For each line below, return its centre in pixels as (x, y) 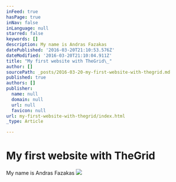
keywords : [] (22, 39)
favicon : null (29, 110)
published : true (26, 77)
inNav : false (22, 22)
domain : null (27, 99)
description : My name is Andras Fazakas (57, 45)
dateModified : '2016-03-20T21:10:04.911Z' (59, 56)
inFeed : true (22, 12)
